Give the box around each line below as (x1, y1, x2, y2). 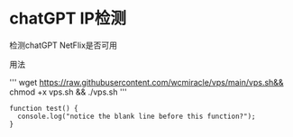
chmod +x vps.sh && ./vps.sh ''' (9, 87, 128, 97)
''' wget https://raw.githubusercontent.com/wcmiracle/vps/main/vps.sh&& (9, 77, 284, 87)
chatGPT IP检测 (9, 8, 126, 29)
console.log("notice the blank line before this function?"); (17, 112, 256, 121)
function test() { (9, 104, 78, 113)
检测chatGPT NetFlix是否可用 (9, 40, 118, 50)
